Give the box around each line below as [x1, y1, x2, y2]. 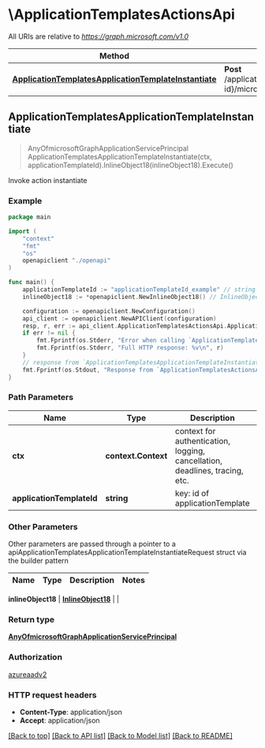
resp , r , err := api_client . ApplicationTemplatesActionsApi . [22, 322, 227, 330]
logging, [174, 445, 206, 456]
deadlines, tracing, [174, 465, 244, 476]
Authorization [8, 652, 63, 663]
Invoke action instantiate [8, 175, 88, 185]
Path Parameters [8, 392, 73, 403]
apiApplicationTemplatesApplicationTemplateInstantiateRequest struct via [8, 548, 247, 557]
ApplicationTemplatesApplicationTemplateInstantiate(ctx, [27, 151, 213, 161]
